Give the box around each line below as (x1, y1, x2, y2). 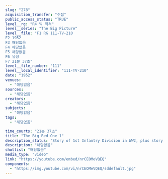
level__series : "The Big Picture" (5, 26, 78, 31)
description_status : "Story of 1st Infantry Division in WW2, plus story (5, 138, 163, 143)
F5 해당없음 (5, 49, 26, 54)
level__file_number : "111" (5, 63, 62, 68)
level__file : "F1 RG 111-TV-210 (5, 31, 73, 36)
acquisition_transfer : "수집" (5, 12, 66, 17)
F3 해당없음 (5, 40, 26, 45)
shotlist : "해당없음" (5, 147, 46, 152)
